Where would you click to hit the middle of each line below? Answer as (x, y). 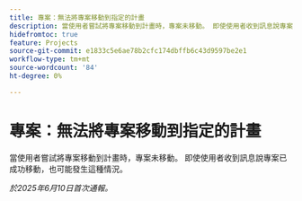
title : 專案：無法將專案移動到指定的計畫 (77, 17)
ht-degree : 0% (36, 76)
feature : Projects (44, 43)
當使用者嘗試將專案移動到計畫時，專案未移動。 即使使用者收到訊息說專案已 (148, 157)
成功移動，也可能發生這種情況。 (68, 169)
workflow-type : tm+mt (50, 59)
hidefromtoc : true (44, 34)
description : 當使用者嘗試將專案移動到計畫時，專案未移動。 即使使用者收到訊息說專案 (151, 26)
